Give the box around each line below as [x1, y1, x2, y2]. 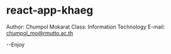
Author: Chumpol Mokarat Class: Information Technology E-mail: [6, 23, 166, 30]
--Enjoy [6, 41, 25, 48]
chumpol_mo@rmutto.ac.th [6, 29, 74, 36]
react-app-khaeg [6, 4, 94, 17]
